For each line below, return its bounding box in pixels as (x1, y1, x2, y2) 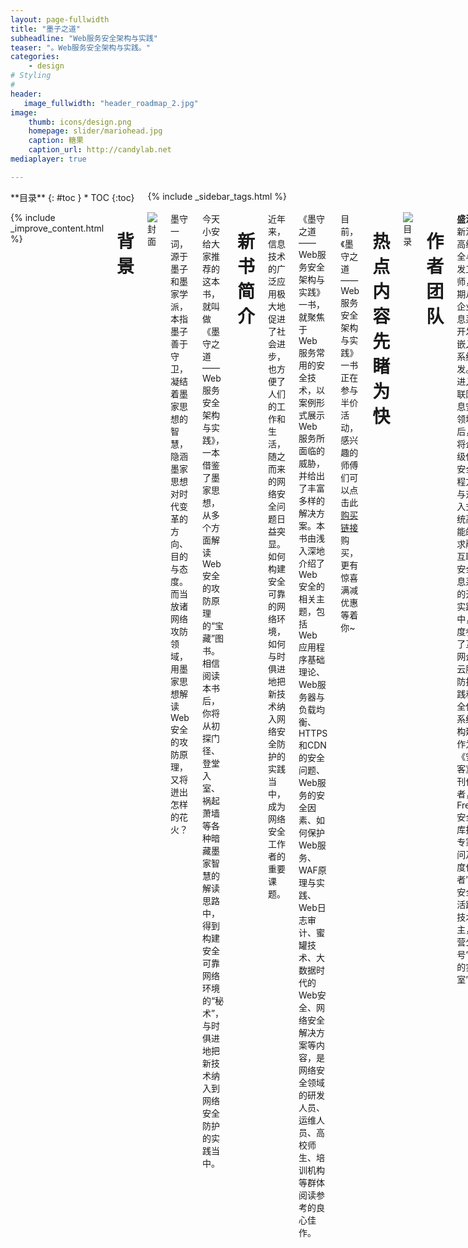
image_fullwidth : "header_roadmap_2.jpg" (23, 98, 199, 108)
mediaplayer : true (10, 154, 87, 164)
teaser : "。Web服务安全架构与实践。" (10, 42, 151, 53)
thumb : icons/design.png (28, 117, 132, 127)
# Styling (10, 71, 52, 81)
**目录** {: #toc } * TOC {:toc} (10, 191, 135, 203)
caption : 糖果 (28, 136, 84, 146)
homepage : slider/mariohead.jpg (28, 126, 163, 136)
